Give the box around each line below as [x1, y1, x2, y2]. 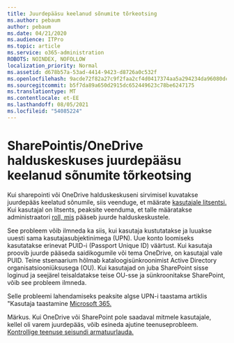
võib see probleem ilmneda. [7, 278, 87, 286]
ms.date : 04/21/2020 [7, 29, 68, 37]
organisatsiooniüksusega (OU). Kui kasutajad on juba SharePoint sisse [7, 263, 209, 272]
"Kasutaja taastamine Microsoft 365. [7, 299, 112, 307]
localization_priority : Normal [7, 62, 98, 69]
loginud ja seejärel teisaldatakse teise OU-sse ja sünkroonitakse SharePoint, [7, 270, 226, 279]
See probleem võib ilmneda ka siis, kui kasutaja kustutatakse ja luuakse [7, 226, 212, 235]
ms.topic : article [7, 43, 61, 50]
